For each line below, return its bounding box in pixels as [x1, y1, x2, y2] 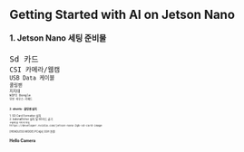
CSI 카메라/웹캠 [9, 65, 61, 74]
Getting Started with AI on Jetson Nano [9, 7, 236, 23]
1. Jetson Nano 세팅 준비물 [9, 32, 107, 43]
